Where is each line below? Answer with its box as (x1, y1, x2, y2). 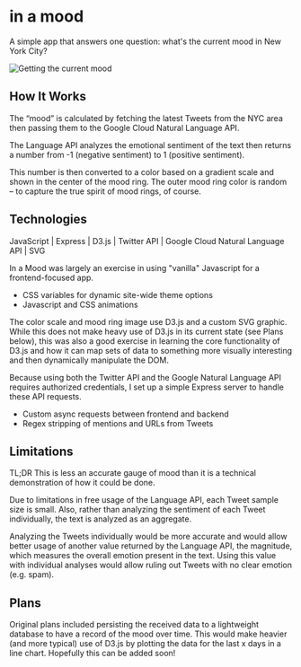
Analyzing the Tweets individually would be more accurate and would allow (9, 531, 288, 542)
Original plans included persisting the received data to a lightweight (9, 619, 259, 630)
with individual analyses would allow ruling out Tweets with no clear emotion (9, 559, 292, 571)
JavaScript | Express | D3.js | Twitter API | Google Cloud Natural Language (9, 235, 285, 246)
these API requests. (9, 391, 83, 401)
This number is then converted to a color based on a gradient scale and (9, 166, 274, 177)
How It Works (9, 89, 87, 104)
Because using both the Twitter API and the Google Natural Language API (9, 372, 281, 382)
